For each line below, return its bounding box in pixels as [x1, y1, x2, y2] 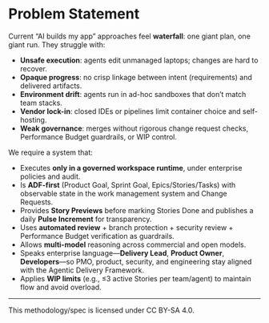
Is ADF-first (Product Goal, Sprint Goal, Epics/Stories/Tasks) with [19, 180, 236, 189]
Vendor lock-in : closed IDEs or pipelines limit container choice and [19, 106, 242, 116]
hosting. [19, 115, 47, 124]
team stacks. [19, 98, 62, 107]
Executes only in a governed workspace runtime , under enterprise [19, 163, 243, 172]
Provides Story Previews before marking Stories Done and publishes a [19, 205, 254, 215]
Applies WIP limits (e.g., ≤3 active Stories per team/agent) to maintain [19, 273, 251, 283]
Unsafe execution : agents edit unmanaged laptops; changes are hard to [19, 55, 259, 65]
